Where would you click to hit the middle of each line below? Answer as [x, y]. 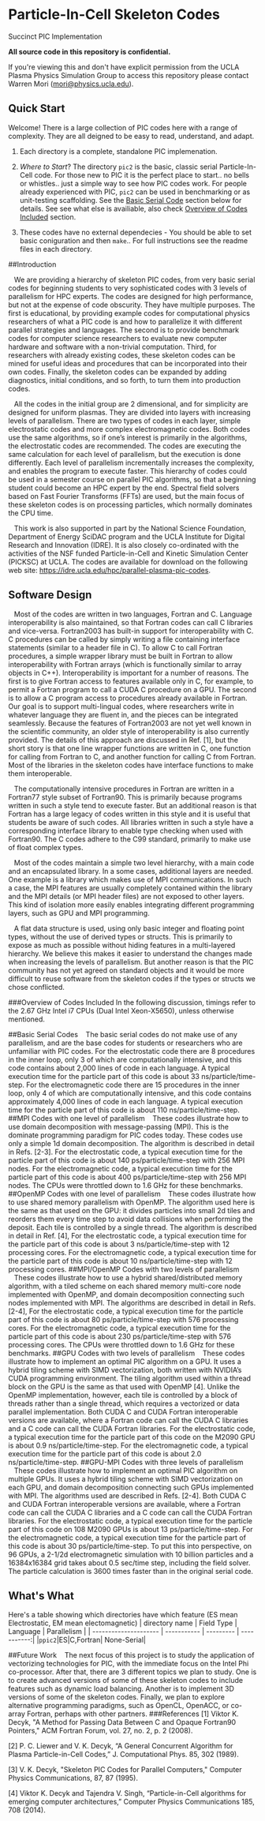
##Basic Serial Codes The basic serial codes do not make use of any [123, 1034]
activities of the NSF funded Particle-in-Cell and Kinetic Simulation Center [128, 553]
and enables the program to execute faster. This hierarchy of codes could [127, 470]
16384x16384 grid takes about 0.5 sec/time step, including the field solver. [129, 1562]
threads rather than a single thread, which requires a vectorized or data [124, 1403]
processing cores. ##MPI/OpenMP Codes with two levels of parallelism [124, 1269]
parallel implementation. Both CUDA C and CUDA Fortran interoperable [123, 1411]
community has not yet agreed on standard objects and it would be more [126, 970]
